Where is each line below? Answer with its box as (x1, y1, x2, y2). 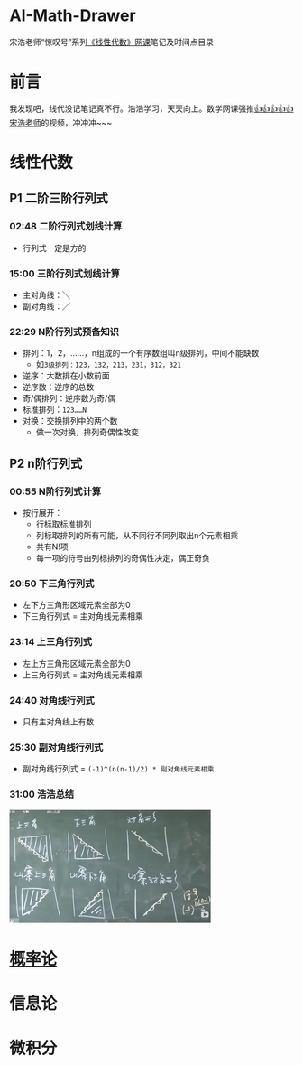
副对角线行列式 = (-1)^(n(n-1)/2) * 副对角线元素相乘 (22, 763, 215, 774)
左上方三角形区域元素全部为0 (22, 658, 131, 668)
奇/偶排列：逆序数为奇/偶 (22, 393, 115, 404)
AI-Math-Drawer (9, 5, 137, 26)
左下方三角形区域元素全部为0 (22, 600, 131, 611)
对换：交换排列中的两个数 (22, 416, 118, 426)
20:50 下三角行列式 (9, 577, 95, 590)
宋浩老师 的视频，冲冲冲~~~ (9, 117, 113, 127)
